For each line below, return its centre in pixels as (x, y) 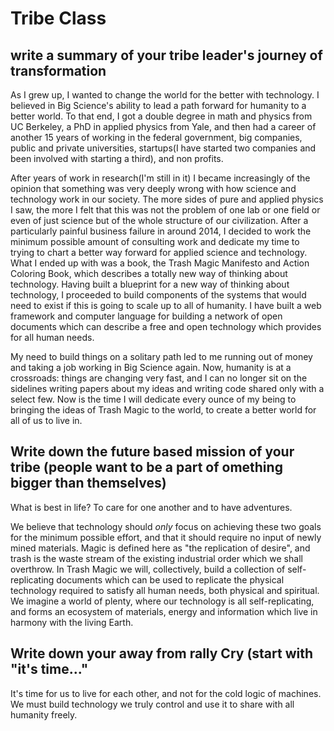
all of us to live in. (46, 420)
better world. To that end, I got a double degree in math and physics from (161, 116)
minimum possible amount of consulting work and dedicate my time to (155, 241)
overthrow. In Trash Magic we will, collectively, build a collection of (148, 569)
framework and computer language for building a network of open (146, 316)
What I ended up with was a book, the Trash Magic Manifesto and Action (160, 263)
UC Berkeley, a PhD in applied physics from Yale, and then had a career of (163, 126)
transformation (58, 70)
